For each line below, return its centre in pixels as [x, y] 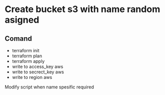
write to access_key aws [38, 67]
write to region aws [32, 77]
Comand [18, 38]
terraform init [26, 51]
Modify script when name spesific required [49, 87]
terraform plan [27, 56]
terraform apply [28, 61]
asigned [22, 20]
